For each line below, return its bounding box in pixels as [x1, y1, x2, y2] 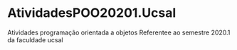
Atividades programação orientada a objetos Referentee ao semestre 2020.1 [7, 28, 231, 37]
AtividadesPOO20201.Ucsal [7, 5, 177, 21]
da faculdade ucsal [7, 35, 63, 44]
